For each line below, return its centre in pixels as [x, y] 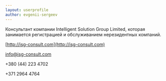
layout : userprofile [27, 10]
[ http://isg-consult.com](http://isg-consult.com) [55, 44]
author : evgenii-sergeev [31, 15]
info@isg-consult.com [28, 54]
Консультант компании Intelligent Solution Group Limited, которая [75, 29]
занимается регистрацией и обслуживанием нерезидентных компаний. [83, 34]
